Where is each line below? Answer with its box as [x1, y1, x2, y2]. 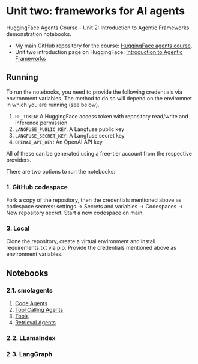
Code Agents [14, 300, 48, 307]
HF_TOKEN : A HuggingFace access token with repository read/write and [14, 112, 188, 120]
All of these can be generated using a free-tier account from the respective [6, 150, 192, 157]
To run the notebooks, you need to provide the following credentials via [6, 88, 182, 96]
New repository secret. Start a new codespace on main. [6, 209, 144, 217]
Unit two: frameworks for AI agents [6, 4, 185, 18]
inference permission [14, 119, 68, 126]
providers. [6, 156, 32, 163]
